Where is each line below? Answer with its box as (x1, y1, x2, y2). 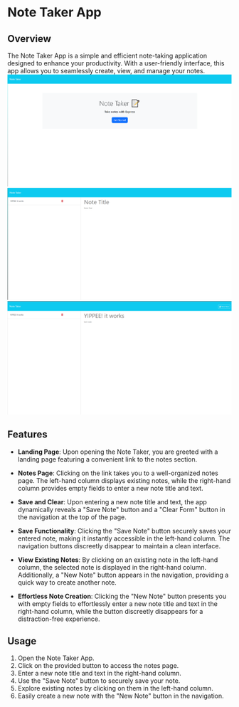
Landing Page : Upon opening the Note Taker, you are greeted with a (17, 447, 218, 456)
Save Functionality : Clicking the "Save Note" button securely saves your (17, 526, 231, 535)
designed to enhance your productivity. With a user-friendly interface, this (7, 59, 225, 68)
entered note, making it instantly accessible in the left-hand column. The (17, 534, 230, 543)
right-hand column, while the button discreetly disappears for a (17, 607, 203, 615)
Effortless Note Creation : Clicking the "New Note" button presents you (17, 592, 226, 600)
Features (7, 428, 48, 441)
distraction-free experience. (17, 615, 101, 623)
